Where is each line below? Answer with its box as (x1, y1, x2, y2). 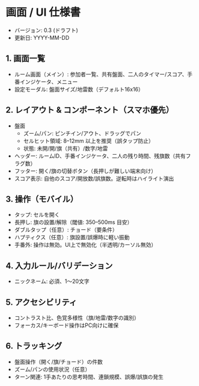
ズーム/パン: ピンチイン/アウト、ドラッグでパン (23, 129, 142, 137)
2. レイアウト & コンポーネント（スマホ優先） (5, 105, 174, 115)
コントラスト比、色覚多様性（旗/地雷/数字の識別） (14, 314, 139, 321)
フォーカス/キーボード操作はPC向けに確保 (14, 322, 119, 329)
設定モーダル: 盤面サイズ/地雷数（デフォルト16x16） (14, 86, 144, 93)
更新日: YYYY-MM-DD (14, 34, 70, 41)
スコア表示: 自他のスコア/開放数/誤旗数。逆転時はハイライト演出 (14, 175, 174, 182)
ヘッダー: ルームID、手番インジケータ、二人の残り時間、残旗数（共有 (14, 152, 186, 160)
